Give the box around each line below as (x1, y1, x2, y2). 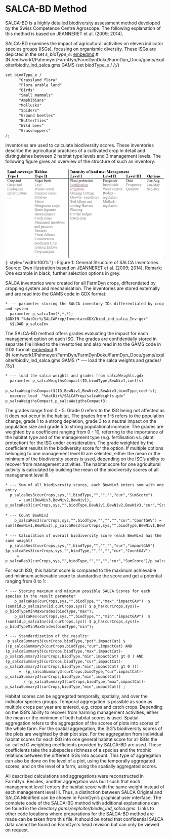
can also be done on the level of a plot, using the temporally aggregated (5, 757, 155, 763)
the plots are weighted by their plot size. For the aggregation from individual (5, 731, 163, 737)
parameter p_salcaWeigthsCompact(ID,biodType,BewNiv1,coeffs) (10, 378, 144, 383)
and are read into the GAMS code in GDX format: (5, 290, 107, 297)
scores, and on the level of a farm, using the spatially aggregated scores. (5, 763, 158, 769)
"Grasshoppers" (18, 128, 51, 133)
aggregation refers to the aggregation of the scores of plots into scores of (5, 720, 159, 726)
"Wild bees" (18, 123, 44, 128)
